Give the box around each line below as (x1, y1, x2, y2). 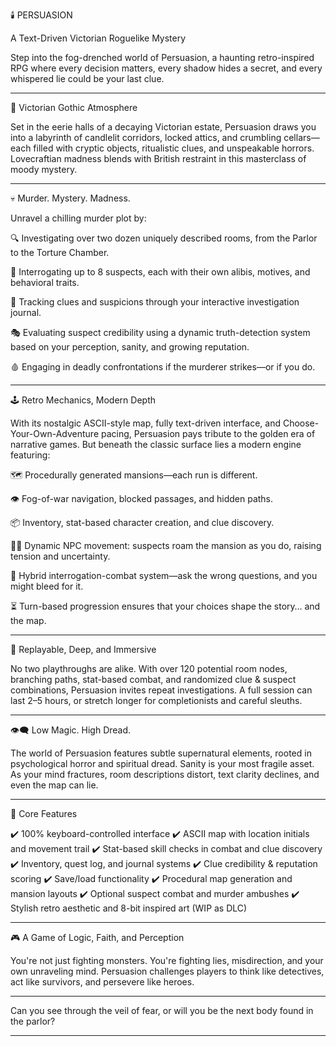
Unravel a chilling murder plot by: (10, 212, 147, 224)
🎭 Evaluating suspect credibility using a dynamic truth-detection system (10, 327, 311, 338)
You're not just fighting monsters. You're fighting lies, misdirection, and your (10, 955, 324, 966)
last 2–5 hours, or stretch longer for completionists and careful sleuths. (10, 695, 303, 706)
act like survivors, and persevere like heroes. (10, 976, 195, 988)
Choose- (282, 417, 320, 429)
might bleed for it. (10, 580, 84, 592)
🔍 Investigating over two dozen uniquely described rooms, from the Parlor (10, 232, 318, 244)
